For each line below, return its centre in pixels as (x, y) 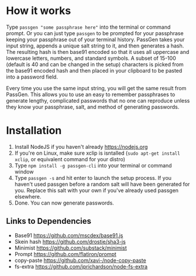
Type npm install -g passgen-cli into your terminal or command (93, 165)
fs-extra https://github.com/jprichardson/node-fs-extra (81, 266)
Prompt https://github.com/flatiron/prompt (66, 254)
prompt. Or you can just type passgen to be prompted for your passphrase (95, 33)
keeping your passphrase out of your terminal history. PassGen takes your (96, 39)
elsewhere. (28, 196)
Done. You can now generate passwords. (64, 203)
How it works (39, 11)
